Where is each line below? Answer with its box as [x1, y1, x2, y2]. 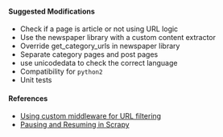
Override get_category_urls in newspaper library [19, 41, 180, 51]
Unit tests [19, 75, 52, 85]
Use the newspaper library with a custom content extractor [19, 33, 216, 42]
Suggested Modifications [8, 6, 95, 16]
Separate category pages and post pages [19, 50, 159, 59]
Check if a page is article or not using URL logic [19, 24, 179, 34]
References [8, 93, 48, 103]
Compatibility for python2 [19, 66, 103, 76]
